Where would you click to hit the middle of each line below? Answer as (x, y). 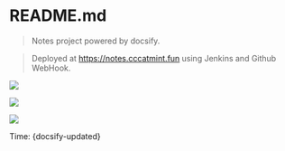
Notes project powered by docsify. (96, 41)
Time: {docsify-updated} (55, 136)
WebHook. (51, 68)
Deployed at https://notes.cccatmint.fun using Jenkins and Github (154, 58)
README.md (58, 16)
